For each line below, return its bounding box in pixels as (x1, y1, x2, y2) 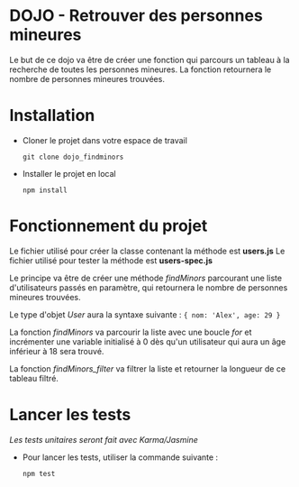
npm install (22, 186, 68, 195)
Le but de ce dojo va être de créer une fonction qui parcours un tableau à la (9, 54, 290, 65)
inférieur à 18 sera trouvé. (9, 345, 104, 356)
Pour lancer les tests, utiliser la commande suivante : (22, 452, 219, 463)
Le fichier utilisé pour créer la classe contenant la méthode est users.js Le (9, 245, 285, 256)
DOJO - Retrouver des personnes (9, 5, 263, 26)
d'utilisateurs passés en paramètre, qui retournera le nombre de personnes (9, 281, 288, 293)
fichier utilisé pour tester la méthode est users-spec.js (9, 254, 213, 266)
